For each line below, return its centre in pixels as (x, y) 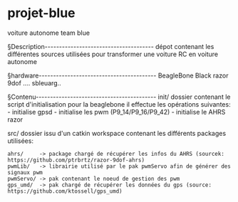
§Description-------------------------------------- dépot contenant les (111, 46)
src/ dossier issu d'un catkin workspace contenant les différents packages (117, 133)
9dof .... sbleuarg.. (35, 83)
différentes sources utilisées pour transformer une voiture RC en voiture (113, 54)
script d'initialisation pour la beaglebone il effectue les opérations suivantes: (119, 104)
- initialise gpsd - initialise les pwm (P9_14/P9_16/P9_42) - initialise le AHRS (117, 112)
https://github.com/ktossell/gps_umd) (65, 191)
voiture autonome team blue (49, 33)
